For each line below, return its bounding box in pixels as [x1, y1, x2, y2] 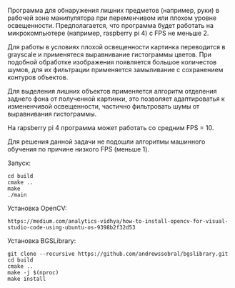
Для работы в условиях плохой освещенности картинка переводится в [7, 43, 226, 51]
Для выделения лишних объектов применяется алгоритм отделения [7, 87, 217, 95]
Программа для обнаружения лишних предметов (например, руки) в [7, 6, 220, 14]
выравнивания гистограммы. [7, 110, 97, 118]
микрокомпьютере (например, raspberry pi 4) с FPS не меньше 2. [7, 29, 209, 37]
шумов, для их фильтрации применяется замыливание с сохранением [7, 66, 224, 74]
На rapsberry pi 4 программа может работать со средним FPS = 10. [7, 124, 214, 131]
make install [7, 275, 46, 282]
